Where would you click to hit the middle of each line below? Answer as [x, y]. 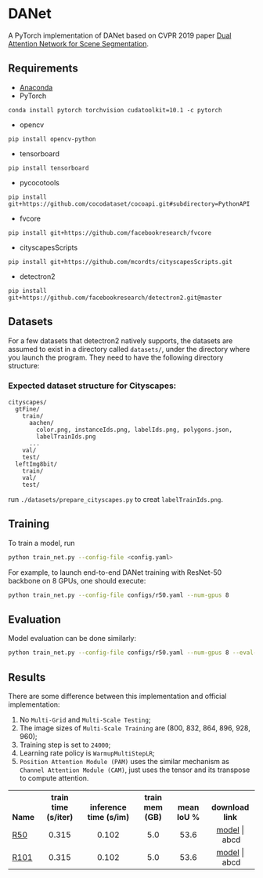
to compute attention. [54, 777]
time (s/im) [108, 817]
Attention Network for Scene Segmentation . [79, 43]
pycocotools [40, 182]
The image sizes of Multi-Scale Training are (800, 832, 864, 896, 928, [135, 728]
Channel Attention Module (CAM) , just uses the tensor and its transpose [135, 770]
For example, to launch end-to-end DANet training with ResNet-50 [115, 572]
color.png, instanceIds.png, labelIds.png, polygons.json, [135, 430]
